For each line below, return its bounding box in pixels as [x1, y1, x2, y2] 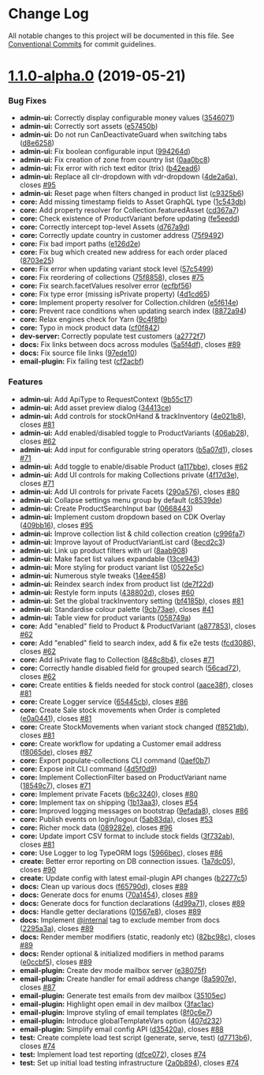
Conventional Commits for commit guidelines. [8, 39, 156, 48]
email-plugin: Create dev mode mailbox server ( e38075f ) [19, 965, 207, 975]
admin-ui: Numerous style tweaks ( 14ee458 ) [19, 571, 167, 580]
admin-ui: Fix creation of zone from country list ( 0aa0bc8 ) [19, 155, 210, 164]
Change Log [8, 5, 89, 23]
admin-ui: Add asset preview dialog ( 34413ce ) [19, 402, 172, 412]
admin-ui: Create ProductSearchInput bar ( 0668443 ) [19, 504, 193, 513]
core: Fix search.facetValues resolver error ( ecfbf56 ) [19, 281, 192, 291]
